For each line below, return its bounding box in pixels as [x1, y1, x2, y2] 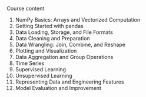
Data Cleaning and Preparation [15, 35, 90, 41]
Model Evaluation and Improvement [15, 85, 102, 91]
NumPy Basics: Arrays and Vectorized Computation [15, 16, 141, 23]
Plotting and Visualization [15, 47, 77, 54]
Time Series [15, 60, 45, 67]
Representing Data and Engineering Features [15, 78, 124, 85]
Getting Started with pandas [15, 23, 84, 29]
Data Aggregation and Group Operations [15, 54, 114, 60]
